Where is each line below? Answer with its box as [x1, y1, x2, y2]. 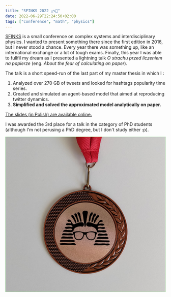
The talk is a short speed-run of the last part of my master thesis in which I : [5, 70, 164, 76]
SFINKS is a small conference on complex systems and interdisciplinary [5, 34, 155, 40]
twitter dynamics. [12, 96, 49, 103]
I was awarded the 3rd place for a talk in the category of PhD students [5, 121, 153, 127]
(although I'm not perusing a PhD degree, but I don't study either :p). [5, 127, 149, 133]
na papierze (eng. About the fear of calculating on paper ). [5, 60, 128, 67]
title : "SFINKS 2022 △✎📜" [5, 8, 60, 13]
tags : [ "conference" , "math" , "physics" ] [5, 19, 95, 24]
